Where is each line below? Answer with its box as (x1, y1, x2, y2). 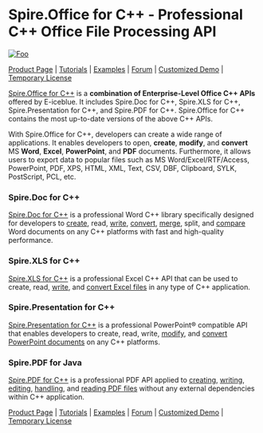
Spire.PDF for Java (8, 357, 82, 368)
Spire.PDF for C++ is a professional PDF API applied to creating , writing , (8, 375, 245, 385)
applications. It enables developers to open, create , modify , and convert (8, 137, 249, 147)
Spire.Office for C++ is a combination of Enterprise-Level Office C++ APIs (8, 88, 256, 97)
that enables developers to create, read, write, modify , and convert (8, 328, 228, 338)
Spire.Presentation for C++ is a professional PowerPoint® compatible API (8, 320, 249, 329)
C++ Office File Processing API (8, 22, 217, 41)
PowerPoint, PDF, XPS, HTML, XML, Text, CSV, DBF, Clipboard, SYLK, (8, 163, 237, 173)
